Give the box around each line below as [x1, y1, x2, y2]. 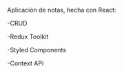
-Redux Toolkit [7, 32, 49, 41]
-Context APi [7, 59, 44, 67]
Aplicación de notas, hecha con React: [7, 6, 116, 14]
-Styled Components [7, 46, 67, 54]
